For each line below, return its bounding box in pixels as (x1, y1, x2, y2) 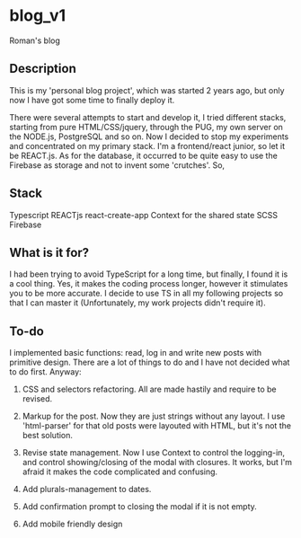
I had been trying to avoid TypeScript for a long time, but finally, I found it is (9, 269, 288, 279)
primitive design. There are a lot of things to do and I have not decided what (9, 357, 290, 368)
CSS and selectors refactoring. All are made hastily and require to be (22, 384, 277, 395)
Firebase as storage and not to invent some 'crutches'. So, (9, 159, 226, 171)
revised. (22, 393, 53, 404)
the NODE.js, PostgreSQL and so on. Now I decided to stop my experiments (9, 131, 289, 142)
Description (9, 61, 76, 76)
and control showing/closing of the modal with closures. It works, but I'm (22, 457, 293, 468)
